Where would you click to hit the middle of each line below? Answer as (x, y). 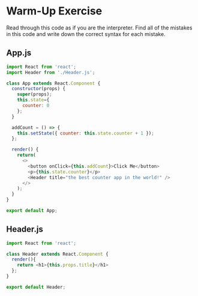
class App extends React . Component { (53, 83)
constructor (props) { (39, 89)
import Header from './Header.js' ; (51, 72)
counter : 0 (36, 106)
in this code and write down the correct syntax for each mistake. (86, 34)
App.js (19, 53)
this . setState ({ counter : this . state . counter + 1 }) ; (85, 133)
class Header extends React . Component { (58, 254)
